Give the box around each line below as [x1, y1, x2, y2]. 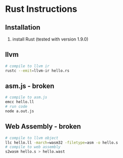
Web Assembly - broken [5, 122, 82, 131]
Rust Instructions [5, 3, 78, 15]
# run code [5, 104, 28, 109]
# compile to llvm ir [5, 63, 50, 69]
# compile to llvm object [5, 135, 58, 140]
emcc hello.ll [5, 100, 35, 105]
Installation [5, 23, 41, 32]
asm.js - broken [5, 81, 54, 90]
